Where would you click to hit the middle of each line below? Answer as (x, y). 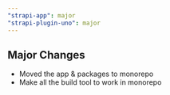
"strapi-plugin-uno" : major (54, 23)
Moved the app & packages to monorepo (86, 74)
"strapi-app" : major (42, 15)
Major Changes (46, 55)
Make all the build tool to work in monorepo (90, 82)
